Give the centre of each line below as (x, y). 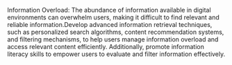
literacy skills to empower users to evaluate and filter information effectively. (116, 54)
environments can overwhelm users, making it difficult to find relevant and (114, 17)
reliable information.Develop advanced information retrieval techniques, (110, 25)
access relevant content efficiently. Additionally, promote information (106, 47)
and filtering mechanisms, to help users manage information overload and (113, 39)
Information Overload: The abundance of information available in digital (109, 10)
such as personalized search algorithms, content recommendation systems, (116, 32)
